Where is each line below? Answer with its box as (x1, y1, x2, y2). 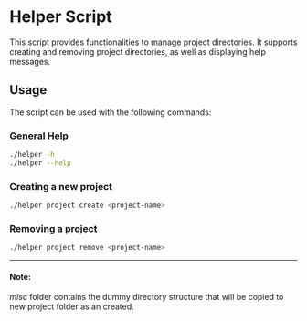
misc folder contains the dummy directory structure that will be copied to (9, 292, 284, 303)
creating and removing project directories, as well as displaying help (9, 46, 267, 57)
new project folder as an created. (9, 301, 134, 312)
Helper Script (9, 6, 112, 27)
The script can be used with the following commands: (9, 107, 212, 118)
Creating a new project (9, 180, 112, 192)
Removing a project (9, 222, 98, 234)
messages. (9, 56, 51, 67)
